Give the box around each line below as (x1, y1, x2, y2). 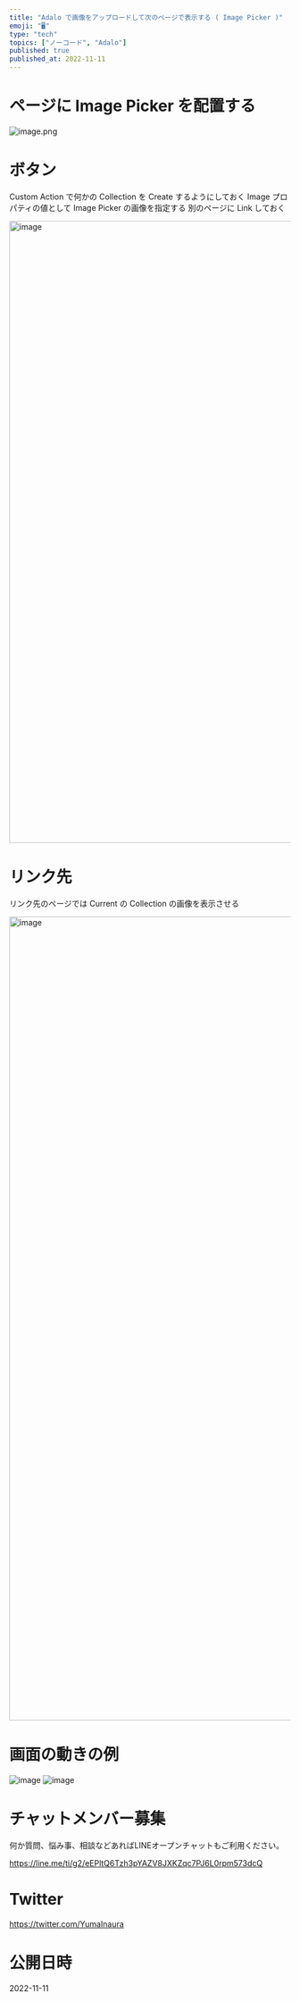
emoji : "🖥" (9, 21, 51, 30)
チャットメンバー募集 (9, 1808, 166, 1829)
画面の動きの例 (9, 1745, 120, 1764)
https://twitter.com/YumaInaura (9, 1918, 125, 1930)
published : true (9, 46, 70, 55)
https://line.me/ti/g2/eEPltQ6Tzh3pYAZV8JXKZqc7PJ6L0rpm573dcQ (9, 1857, 263, 1868)
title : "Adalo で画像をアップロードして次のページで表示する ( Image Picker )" (9, 13, 284, 22)
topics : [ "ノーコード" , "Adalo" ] (9, 38, 127, 47)
